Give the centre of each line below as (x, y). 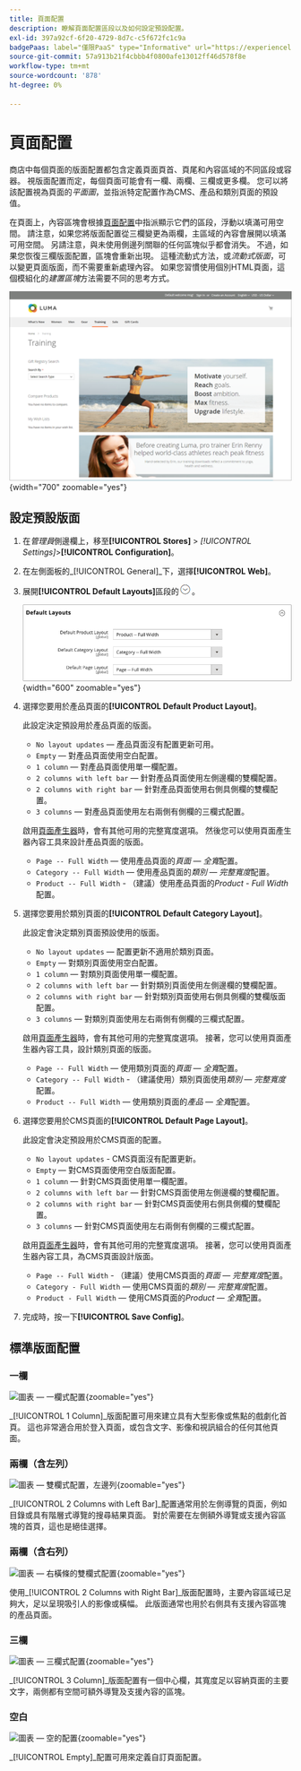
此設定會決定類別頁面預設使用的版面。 (93, 933)
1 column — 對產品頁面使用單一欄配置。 (109, 767)
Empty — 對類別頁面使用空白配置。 (99, 963)
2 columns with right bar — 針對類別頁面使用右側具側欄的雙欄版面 (161, 997)
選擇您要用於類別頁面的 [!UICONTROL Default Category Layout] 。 (144, 913)
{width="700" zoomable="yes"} (69, 488)
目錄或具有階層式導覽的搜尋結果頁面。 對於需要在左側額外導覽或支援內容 (144, 1516)
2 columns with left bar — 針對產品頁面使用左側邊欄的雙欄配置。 (159, 778)
